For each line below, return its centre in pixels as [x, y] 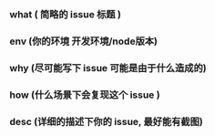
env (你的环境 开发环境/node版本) [83, 41]
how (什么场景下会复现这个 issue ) [85, 95]
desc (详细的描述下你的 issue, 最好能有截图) [106, 121]
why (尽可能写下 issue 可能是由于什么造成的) [108, 68]
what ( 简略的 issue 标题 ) [65, 14]
